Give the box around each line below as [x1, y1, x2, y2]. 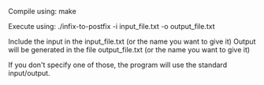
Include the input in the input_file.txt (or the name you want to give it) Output [8, 37, 256, 46]
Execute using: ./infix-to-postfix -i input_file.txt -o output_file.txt [8, 22, 215, 30]
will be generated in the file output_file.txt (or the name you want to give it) [8, 45, 251, 54]
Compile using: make [8, 7, 76, 16]
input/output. [8, 69, 50, 77]
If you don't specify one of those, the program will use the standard [8, 60, 227, 69]
